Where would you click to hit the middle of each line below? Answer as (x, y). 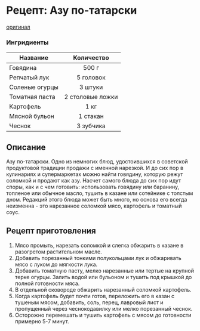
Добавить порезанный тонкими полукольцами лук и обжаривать (98, 258)
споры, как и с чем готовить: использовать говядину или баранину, (93, 187)
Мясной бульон (32, 116)
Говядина (23, 68)
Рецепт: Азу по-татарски (72, 10)
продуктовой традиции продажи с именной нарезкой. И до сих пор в (95, 168)
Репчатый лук (29, 78)
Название (34, 58)
